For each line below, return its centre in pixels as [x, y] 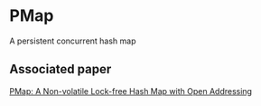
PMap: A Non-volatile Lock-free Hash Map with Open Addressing [131, 91]
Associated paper [61, 69]
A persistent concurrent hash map [73, 41]
